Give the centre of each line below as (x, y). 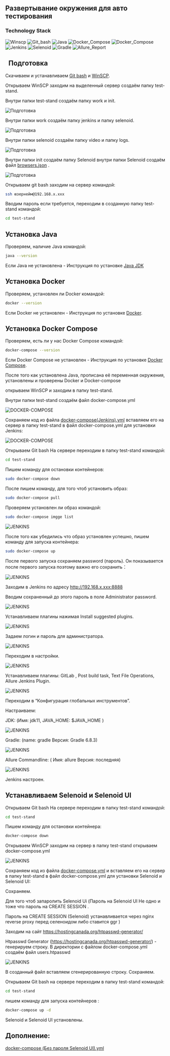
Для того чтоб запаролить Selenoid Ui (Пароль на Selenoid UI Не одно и (83, 901)
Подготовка (28, 63)
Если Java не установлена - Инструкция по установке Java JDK (75, 265)
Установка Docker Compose (52, 329)
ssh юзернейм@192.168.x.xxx (35, 194)
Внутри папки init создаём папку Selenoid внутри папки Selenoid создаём (85, 160)
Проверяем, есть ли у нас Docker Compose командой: (64, 341)
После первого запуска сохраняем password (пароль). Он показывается (84, 561)
